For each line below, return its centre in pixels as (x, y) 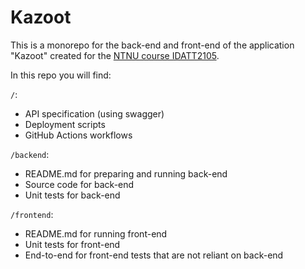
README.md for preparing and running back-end (126, 173)
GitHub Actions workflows (78, 135)
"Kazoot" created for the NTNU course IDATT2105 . (115, 55)
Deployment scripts (65, 124)
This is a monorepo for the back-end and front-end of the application (152, 45)
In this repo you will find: (61, 75)
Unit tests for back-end (72, 195)
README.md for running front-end (96, 233)
